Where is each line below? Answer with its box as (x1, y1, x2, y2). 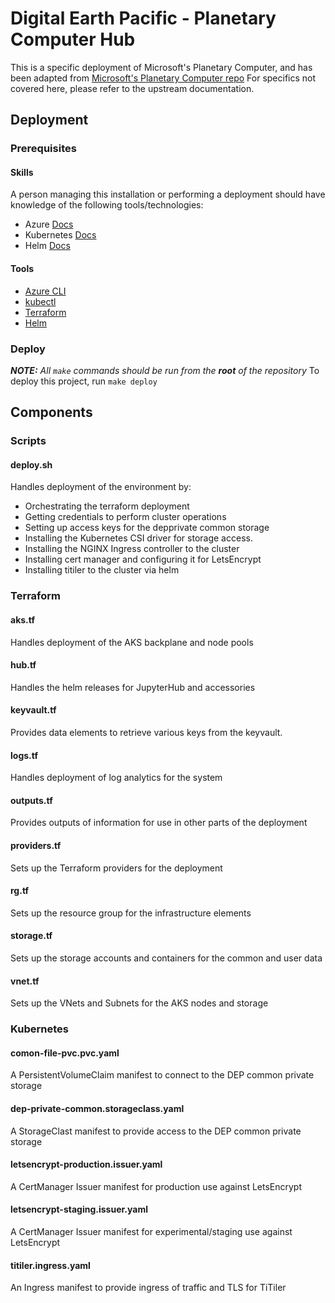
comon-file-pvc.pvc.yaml (10, 1047, 120, 1059)
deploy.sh (10, 458, 53, 471)
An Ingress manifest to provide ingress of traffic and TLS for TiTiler (10, 1282, 287, 1294)
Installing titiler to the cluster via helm (24, 564, 180, 576)
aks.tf (10, 613, 36, 626)
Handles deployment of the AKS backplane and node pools (10, 636, 254, 648)
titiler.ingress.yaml (10, 1259, 91, 1271)
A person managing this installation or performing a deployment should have (10, 188, 326, 201)
